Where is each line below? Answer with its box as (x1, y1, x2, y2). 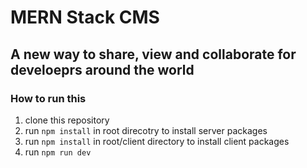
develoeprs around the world (10, 61, 195, 78)
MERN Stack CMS (10, 6, 160, 29)
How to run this (10, 91, 87, 105)
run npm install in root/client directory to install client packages (24, 135, 290, 147)
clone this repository (24, 114, 110, 126)
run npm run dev (24, 146, 92, 158)
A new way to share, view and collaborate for (10, 46, 297, 63)
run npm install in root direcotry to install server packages (24, 124, 268, 136)
